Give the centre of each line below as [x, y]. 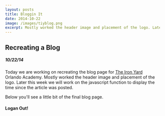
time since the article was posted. [39, 88]
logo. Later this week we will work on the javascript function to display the [80, 82]
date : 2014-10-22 [23, 19]
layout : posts [20, 10]
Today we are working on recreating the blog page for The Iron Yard [74, 72]
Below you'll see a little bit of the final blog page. [54, 97]
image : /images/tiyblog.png [34, 23]
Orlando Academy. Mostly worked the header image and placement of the [80, 77]
